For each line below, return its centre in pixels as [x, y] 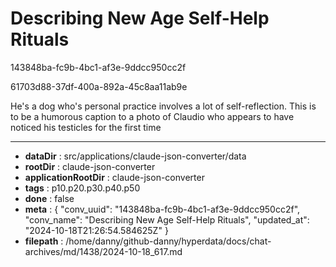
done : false [49, 198]
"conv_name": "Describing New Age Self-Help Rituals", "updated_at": [167, 219]
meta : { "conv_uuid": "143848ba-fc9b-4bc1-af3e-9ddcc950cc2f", [162, 209]
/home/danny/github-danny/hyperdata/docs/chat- [168, 241]
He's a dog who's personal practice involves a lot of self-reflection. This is [163, 106]
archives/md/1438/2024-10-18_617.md [103, 251]
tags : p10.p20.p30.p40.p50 [82, 188]
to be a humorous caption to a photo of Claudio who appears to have [152, 116]
